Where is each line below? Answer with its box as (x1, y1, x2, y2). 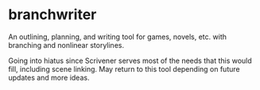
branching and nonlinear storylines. (8, 40, 125, 49)
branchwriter (8, 6, 97, 24)
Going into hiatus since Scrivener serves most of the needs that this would (8, 56, 252, 65)
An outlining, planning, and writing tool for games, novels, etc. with (8, 32, 227, 41)
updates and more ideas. (8, 72, 90, 82)
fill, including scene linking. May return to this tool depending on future (8, 64, 240, 73)
